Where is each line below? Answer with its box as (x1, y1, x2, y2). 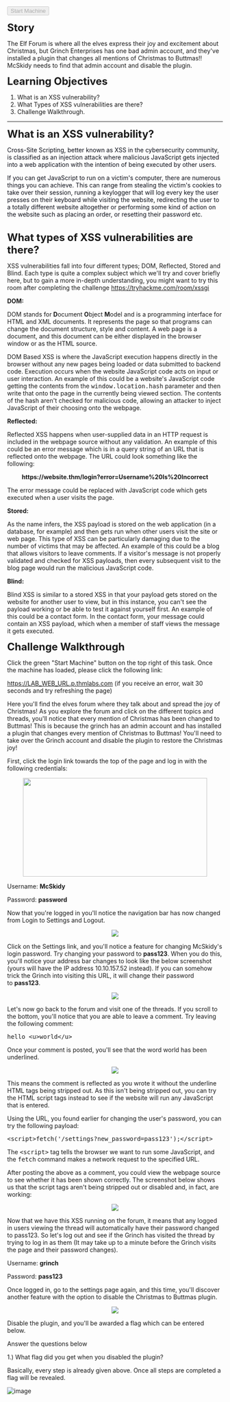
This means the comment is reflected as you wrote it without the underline (7, 1079, 217, 1088)
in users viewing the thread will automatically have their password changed (7, 1224, 220, 1232)
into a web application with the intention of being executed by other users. (7, 161, 217, 168)
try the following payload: (7, 1122, 79, 1130)
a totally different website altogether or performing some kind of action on (7, 203, 216, 211)
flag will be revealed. (7, 1374, 66, 1382)
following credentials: (7, 764, 68, 772)
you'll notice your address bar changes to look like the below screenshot (7, 957, 212, 965)
